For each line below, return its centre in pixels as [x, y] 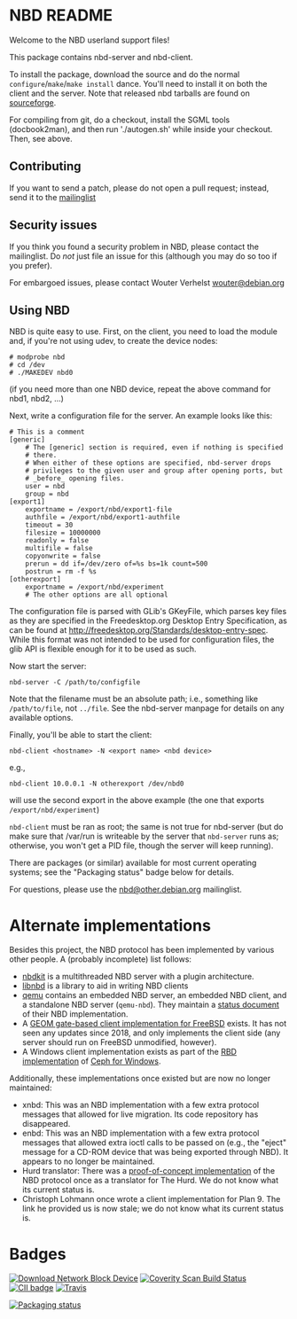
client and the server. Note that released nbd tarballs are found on [129, 93]
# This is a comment [47, 432]
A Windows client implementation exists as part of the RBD [129, 1052]
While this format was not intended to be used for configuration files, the [142, 640]
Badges [38, 1254]
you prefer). [31, 265]
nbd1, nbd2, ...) [37, 399]
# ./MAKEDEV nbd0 [41, 373]
